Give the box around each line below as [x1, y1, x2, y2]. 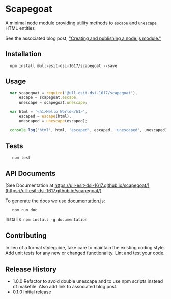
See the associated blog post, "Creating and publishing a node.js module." [5, 35, 161, 41]
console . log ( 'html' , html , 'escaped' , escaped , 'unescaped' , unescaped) [10, 127, 167, 132]
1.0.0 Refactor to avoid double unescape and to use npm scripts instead [12, 278, 163, 284]
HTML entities [5, 25, 35, 31]
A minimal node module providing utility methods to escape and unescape [5, 20, 157, 26]
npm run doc [12, 208, 38, 213]
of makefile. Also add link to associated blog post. [12, 283, 118, 289]
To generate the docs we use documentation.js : [5, 197, 105, 204]
